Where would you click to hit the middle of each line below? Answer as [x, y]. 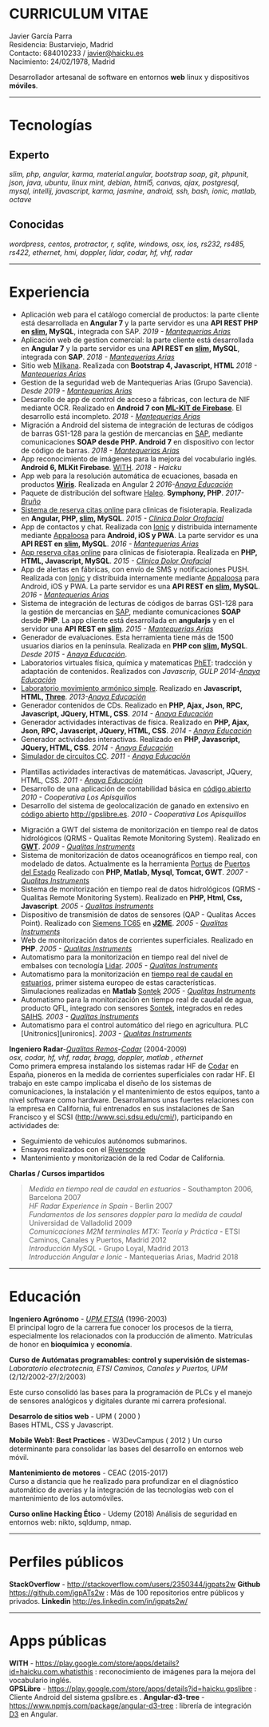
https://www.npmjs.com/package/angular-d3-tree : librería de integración [131, 1705]
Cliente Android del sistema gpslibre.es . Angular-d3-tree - [107, 1697]
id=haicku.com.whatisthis [51, 1671]
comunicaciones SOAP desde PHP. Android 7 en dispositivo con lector [137, 441]
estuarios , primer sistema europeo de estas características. [118, 982]
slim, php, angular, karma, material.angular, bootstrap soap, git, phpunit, [129, 173]
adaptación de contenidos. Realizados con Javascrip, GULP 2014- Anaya [140, 671]
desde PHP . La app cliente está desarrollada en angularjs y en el [127, 620]
